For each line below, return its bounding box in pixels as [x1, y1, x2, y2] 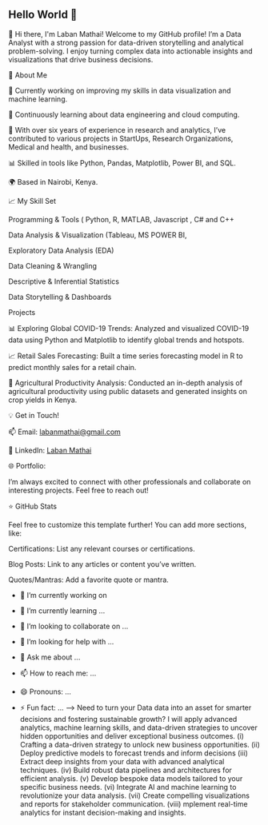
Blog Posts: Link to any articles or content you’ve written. [8, 559, 197, 568]
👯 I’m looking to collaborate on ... [19, 621, 129, 631]
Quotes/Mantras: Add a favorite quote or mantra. [8, 575, 170, 584]
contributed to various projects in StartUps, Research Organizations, [8, 134, 234, 143]
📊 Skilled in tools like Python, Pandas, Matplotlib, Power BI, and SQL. [8, 157, 236, 168]
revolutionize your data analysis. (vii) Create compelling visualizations [19, 791, 250, 800]
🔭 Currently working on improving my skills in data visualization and [8, 86, 231, 95]
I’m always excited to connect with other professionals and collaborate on [8, 476, 251, 486]
